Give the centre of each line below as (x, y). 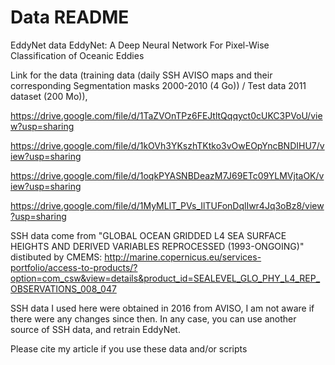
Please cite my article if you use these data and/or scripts (129, 348)
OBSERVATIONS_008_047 (63, 288)
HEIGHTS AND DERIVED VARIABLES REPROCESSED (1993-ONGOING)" (157, 246)
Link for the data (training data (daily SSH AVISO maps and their (141, 75)
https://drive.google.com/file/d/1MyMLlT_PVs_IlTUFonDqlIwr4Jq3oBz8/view (167, 205)
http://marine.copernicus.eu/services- (183, 257)
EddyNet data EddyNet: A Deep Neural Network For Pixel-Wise (140, 45)
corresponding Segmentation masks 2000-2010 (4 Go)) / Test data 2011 (158, 85)
